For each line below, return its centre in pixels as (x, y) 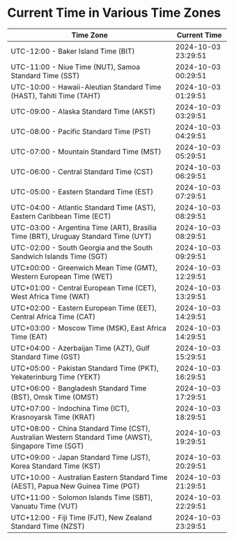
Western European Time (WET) (62, 276)
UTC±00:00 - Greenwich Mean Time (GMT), (84, 268)
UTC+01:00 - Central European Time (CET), (84, 288)
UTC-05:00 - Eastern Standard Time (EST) (82, 191)
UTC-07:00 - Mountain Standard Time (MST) (86, 152)
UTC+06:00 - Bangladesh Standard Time (79, 388)
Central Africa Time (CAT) (53, 316)
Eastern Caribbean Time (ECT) (61, 216)
